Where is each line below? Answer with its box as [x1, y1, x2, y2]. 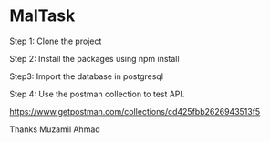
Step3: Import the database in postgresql [9, 70, 164, 82]
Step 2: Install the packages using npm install [9, 53, 180, 64]
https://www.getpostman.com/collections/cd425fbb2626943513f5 [9, 106, 261, 117]
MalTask [9, 5, 76, 26]
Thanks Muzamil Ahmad [9, 124, 100, 135]
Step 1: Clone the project [9, 35, 102, 46]
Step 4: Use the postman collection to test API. [9, 88, 185, 99]
